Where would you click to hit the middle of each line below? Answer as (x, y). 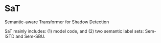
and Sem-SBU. (30, 36)
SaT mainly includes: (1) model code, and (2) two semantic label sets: (74, 31)
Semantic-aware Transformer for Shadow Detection (57, 22)
